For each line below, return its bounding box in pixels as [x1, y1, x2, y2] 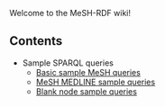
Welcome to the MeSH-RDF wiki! [9, 8, 132, 18]
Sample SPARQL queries [22, 57, 115, 68]
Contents [9, 33, 63, 49]
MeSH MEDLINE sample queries [35, 76, 156, 87]
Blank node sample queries [35, 85, 138, 97]
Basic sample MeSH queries [35, 66, 142, 77]
